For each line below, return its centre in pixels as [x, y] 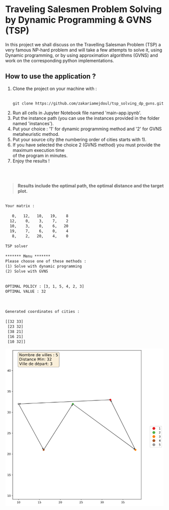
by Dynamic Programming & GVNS [78, 20]
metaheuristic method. [36, 134]
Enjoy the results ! [31, 161]
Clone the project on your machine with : [55, 89]
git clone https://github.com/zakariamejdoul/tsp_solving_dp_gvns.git [88, 103]
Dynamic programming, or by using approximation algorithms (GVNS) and [82, 55]
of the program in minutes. [40, 155]
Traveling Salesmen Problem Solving [83, 9]
